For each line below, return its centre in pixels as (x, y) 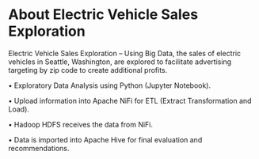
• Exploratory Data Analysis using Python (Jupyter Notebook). (110, 85)
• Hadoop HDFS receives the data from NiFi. (80, 124)
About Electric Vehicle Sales (103, 15)
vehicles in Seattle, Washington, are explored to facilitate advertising (120, 62)
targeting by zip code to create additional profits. (88, 70)
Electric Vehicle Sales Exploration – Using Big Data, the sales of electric (125, 53)
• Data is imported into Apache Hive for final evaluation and (105, 139)
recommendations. (39, 148)
